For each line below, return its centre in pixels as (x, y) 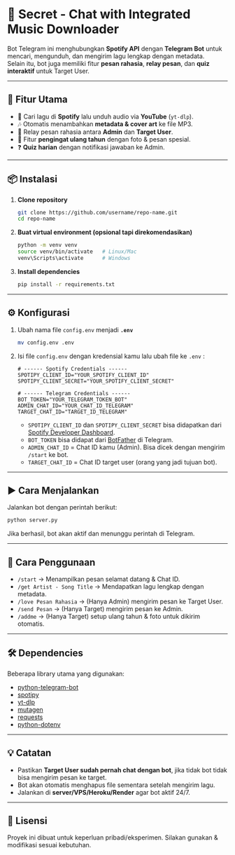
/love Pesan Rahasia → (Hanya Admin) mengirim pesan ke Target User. (120, 601)
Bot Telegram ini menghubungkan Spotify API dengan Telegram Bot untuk (115, 48)
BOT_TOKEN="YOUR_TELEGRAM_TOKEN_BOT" (72, 399)
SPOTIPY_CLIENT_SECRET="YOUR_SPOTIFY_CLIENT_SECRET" (96, 381)
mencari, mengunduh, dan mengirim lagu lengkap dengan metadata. (106, 56)
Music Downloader (63, 29)
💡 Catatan (29, 753)
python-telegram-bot (48, 687)
